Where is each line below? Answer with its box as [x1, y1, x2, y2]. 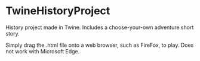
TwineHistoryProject [5, 4, 110, 18]
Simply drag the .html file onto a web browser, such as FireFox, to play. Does [5, 41, 194, 49]
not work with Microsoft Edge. [5, 47, 80, 54]
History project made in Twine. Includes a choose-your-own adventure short [5, 24, 194, 31]
